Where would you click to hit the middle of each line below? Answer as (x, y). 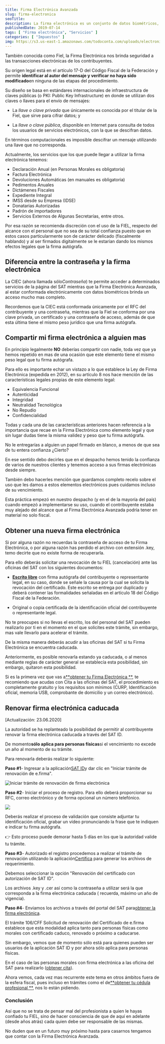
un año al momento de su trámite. (39, 749)
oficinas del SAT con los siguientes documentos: (54, 568)
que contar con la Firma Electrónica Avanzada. (52, 1036)
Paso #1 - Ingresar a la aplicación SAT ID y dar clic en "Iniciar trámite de (76, 768)
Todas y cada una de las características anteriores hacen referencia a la (78, 425)
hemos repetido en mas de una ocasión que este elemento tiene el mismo (80, 355)
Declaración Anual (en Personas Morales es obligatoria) (69, 169)
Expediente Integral (32, 195)
